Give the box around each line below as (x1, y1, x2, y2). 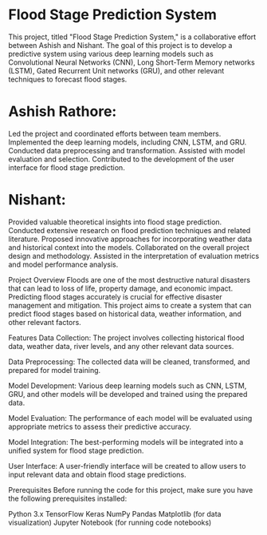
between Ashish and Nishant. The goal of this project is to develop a (8, 40, 233, 50)
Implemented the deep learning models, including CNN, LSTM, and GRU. (8, 137, 247, 147)
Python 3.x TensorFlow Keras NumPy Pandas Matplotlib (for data (8, 509, 222, 518)
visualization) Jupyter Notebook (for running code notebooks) (8, 517, 212, 527)
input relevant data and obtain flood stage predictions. (8, 470, 187, 479)
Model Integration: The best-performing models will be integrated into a (8, 437, 244, 446)
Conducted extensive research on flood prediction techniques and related (8, 225, 251, 235)
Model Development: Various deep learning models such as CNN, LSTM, (8, 381, 247, 390)
